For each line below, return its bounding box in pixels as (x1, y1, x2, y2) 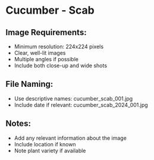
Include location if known (14, 140, 76, 148)
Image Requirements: (5, 27, 87, 37)
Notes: (5, 118, 31, 128)
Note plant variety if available (14, 147, 86, 154)
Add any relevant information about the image (14, 134, 127, 142)
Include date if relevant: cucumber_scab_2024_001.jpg (14, 101, 148, 108)
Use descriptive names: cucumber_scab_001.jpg (14, 95, 133, 102)
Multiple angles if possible (14, 56, 78, 62)
